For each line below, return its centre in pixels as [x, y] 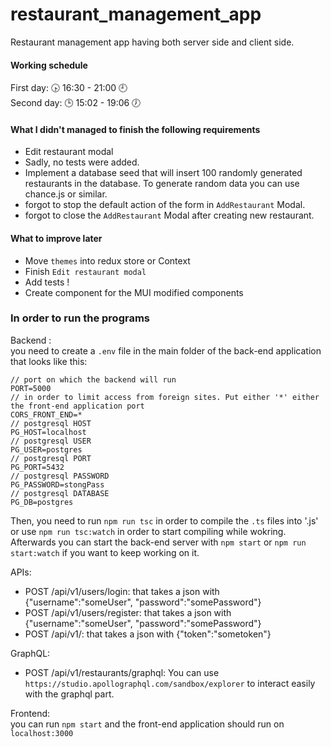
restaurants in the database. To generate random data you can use [162, 184]
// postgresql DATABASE [60, 493]
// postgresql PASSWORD [60, 476]
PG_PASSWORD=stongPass [57, 484]
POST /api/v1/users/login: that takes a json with [122, 591]
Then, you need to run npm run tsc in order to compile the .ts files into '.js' [164, 520]
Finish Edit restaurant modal [85, 271]
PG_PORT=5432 [37, 467]
